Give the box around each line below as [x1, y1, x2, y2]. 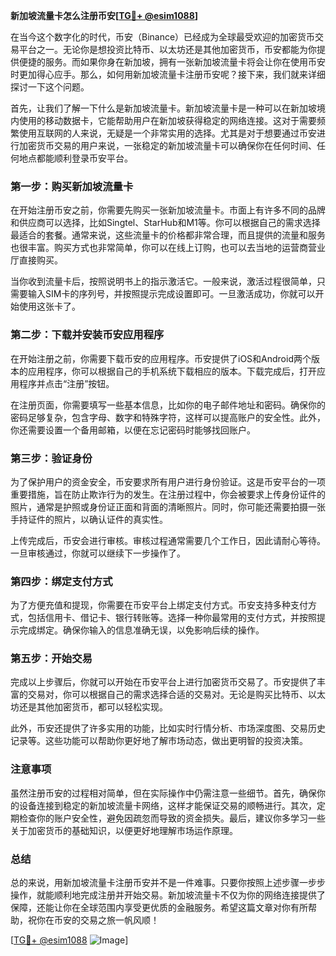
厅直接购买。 [10, 254, 63, 266]
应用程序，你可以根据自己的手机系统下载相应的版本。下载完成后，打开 [27, 365, 317, 377]
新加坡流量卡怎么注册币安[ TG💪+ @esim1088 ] [10, 10, 199, 21]
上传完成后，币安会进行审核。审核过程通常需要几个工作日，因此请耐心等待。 [10, 534, 326, 546]
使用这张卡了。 [18, 300, 81, 313]
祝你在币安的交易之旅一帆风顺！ [27, 914, 160, 926]
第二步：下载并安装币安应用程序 [10, 328, 165, 342]
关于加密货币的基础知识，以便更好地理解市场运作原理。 [10, 824, 238, 836]
